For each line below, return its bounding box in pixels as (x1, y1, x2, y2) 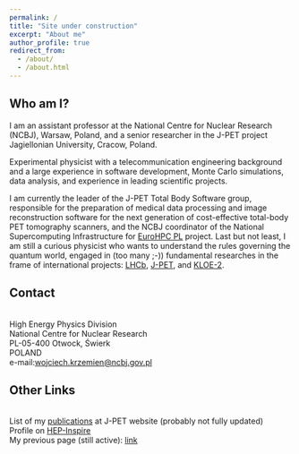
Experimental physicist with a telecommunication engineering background (9, 156, 283, 167)
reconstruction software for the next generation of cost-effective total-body (9, 211, 289, 222)
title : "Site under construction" (9, 21, 139, 30)
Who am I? (9, 96, 70, 112)
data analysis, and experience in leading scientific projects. (9, 176, 228, 186)
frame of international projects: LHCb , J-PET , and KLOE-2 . (9, 259, 225, 270)
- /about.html (17, 64, 70, 73)
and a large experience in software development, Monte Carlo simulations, (9, 166, 284, 176)
